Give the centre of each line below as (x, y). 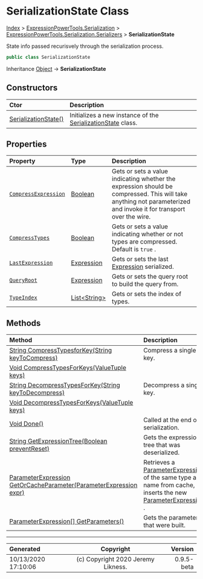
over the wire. (131, 217)
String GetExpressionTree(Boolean (58, 442)
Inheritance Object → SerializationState (56, 68)
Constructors (32, 88)
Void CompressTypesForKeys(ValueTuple (68, 368)
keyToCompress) (34, 358)
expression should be (142, 187)
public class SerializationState (48, 57)
